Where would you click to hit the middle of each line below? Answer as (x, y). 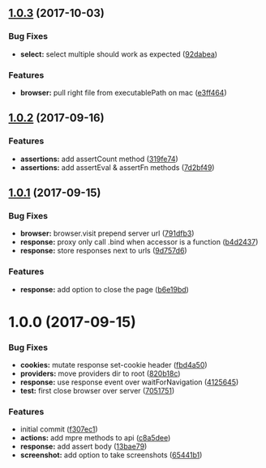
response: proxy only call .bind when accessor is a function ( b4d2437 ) (139, 242)
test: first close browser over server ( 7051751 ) (97, 391)
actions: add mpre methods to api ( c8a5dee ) (95, 438)
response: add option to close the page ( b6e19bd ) (104, 289)
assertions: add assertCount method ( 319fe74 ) (99, 159)
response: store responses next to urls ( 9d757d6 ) (104, 251)
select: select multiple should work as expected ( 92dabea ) (118, 54)
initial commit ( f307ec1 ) (59, 429)
